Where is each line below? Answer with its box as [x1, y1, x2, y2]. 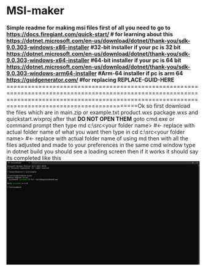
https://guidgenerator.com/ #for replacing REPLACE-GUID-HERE [6, 76, 175, 83]
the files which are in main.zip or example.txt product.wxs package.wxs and [6, 109, 199, 116]
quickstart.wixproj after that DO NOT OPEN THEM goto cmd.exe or [6, 115, 175, 123]
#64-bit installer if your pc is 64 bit [90, 56, 181, 64]
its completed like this [6, 154, 61, 161]
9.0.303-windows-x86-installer [6, 44, 90, 51]
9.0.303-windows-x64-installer [6, 56, 90, 64]
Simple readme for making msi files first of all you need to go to [6, 24, 170, 31]
